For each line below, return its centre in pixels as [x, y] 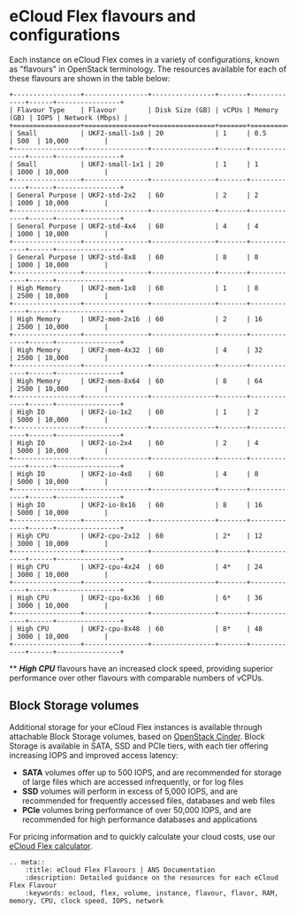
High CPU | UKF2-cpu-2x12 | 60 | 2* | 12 [140, 536]
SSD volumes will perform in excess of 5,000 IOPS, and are [130, 791]
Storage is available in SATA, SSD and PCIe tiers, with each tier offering [139, 746]
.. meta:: [27, 862]
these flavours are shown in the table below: [90, 78]
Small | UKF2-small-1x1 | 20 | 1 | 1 [138, 164]
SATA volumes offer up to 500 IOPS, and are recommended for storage [152, 772]
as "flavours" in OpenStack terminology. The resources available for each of [148, 69]
